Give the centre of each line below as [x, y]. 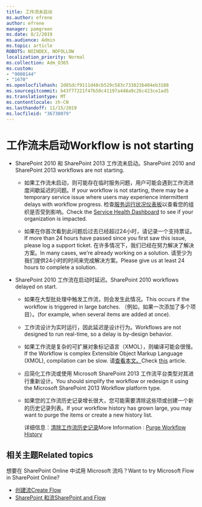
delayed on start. [36, 287]
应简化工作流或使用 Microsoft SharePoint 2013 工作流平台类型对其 [106, 373]
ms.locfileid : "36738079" [39, 114]
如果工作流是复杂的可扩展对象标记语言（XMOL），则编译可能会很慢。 [110, 347]
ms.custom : [20, 68]
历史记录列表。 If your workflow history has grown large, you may [110, 408]
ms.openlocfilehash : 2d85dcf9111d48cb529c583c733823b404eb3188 [88, 86]
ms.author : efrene [29, 18]
